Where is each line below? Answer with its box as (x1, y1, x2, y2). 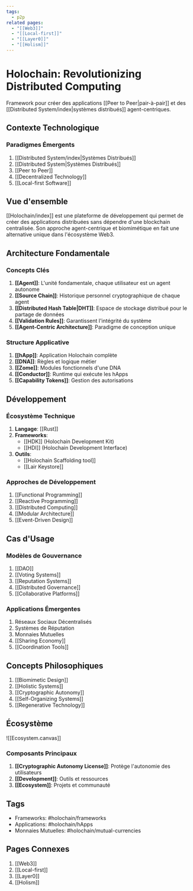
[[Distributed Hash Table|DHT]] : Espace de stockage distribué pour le (14, 305, 188, 312)
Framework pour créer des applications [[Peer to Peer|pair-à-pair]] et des (6, 99, 186, 107)
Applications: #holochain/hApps (14, 821, 94, 828)
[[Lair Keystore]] (23, 463, 64, 470)
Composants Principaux (6, 749, 77, 757)
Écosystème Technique (6, 412, 75, 420)
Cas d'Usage (6, 534, 54, 544)
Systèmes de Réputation (14, 624, 75, 632)
